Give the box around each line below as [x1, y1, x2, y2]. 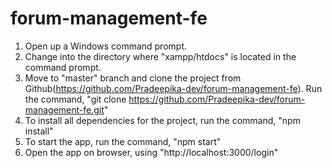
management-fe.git [24, 103, 105, 116]
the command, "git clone [24, 93, 127, 105]
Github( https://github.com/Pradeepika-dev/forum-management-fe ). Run [24, 82, 323, 94]
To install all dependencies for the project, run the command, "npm [24, 114, 301, 126]
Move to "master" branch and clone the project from [24, 72, 242, 84]
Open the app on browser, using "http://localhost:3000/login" [24, 146, 279, 158]
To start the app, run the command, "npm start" [24, 135, 222, 147]
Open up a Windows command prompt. [24, 40, 188, 52]
